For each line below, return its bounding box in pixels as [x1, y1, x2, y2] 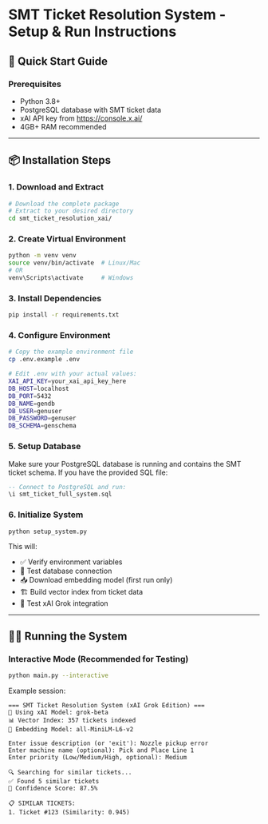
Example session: [8, 686, 66, 695]
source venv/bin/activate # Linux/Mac [8, 259, 141, 267]
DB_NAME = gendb [8, 400, 56, 408]
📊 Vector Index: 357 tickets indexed [8, 716, 136, 724]
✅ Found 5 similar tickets [8, 777, 100, 785]
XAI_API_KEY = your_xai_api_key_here [8, 377, 127, 385]
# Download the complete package [8, 200, 120, 208]
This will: [8, 542, 37, 551]
